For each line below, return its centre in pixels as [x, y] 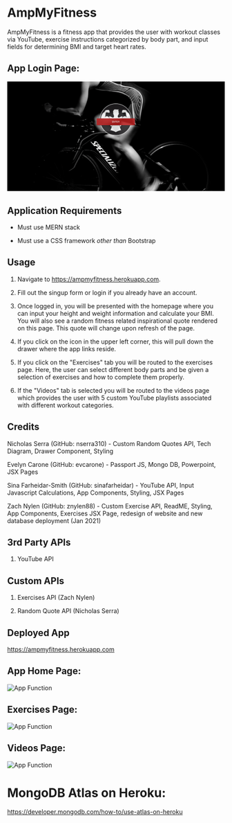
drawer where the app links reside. [66, 348]
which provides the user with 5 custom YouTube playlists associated [114, 398]
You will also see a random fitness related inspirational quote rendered [117, 321]
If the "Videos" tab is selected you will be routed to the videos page [113, 390]
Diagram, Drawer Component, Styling [60, 451]
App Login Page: [43, 68]
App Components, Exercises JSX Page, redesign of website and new [105, 513]
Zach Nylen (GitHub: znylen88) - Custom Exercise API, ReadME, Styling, [110, 506]
